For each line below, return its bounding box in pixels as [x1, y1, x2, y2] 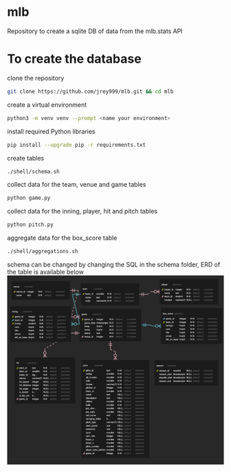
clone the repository [7, 74, 65, 82]
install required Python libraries [7, 127, 96, 135]
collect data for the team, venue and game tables [7, 181, 146, 189]
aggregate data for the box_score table [7, 234, 118, 242]
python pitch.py [7, 221, 54, 228]
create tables [7, 154, 45, 162]
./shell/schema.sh [7, 168, 60, 175]
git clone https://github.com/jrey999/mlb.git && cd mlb [7, 88, 174, 95]
